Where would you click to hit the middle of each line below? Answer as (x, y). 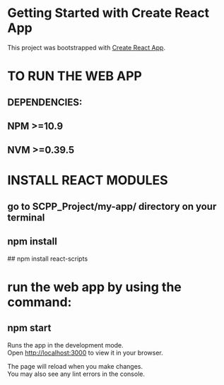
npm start (29, 328)
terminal (26, 217)
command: (40, 302)
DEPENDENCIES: (45, 102)
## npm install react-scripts (48, 259)
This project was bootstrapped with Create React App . (87, 47)
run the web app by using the (95, 287)
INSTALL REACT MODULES (88, 180)
